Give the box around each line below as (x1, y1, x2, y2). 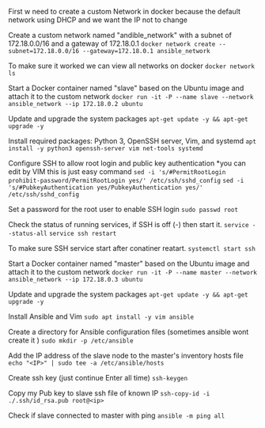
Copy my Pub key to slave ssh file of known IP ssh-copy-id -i (8, 388, 210, 398)
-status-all (8, 229, 47, 237)
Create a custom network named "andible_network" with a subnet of (8, 31, 232, 40)
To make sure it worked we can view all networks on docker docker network (8, 61, 256, 70)
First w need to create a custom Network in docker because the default (8, 7, 241, 16)
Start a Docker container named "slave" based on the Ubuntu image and (8, 83, 244, 93)
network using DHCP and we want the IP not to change (8, 15, 188, 25)
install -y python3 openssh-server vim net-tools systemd (8, 145, 203, 153)
